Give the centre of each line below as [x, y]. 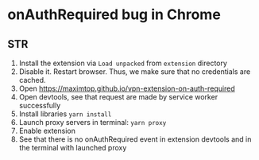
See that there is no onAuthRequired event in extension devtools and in [135, 139]
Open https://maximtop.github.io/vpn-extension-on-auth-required [127, 88]
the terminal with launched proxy [73, 148]
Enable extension [47, 131]
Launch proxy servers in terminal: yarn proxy [93, 122]
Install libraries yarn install [65, 114]
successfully [40, 105]
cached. [32, 80]
